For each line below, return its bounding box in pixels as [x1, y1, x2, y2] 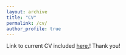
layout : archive [6, 8, 47, 15]
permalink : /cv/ [6, 20, 47, 26]
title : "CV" [6, 15, 37, 21]
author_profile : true [6, 25, 61, 32]
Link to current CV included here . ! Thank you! [6, 42, 121, 50]
